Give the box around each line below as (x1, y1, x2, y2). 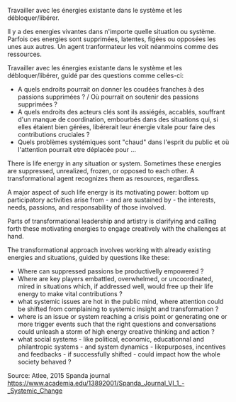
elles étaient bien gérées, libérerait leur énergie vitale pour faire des (17, 123, 215, 131)
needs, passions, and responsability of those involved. (7, 203, 167, 212)
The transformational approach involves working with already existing (7, 246, 211, 254)
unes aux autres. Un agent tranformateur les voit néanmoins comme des (7, 43, 219, 50)
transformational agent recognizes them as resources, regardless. (7, 174, 201, 183)
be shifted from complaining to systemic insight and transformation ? (17, 305, 219, 313)
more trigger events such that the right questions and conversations (17, 320, 217, 328)
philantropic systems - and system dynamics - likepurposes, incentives (17, 342, 226, 351)
